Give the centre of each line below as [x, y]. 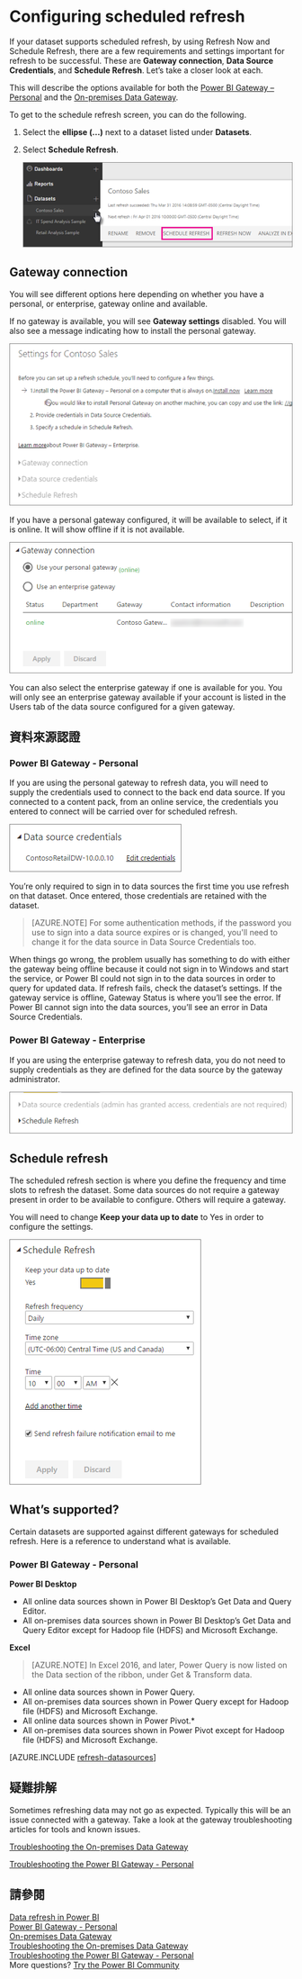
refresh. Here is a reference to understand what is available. [120, 1541]
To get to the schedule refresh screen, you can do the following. [128, 114]
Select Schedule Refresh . [70, 149]
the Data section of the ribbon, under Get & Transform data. [142, 1674]
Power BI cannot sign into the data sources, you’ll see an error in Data [138, 1008]
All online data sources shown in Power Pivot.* [109, 1721]
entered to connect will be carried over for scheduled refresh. [124, 811]
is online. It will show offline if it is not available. [97, 529]
